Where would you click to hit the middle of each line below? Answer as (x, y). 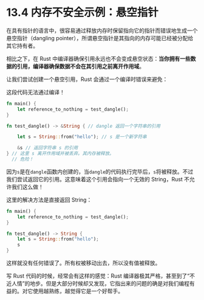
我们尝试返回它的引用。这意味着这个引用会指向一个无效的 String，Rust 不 (98, 179)
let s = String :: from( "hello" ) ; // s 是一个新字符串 (82, 137)
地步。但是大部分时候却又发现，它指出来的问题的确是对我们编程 (110, 284)
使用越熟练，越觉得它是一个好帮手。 (78, 291)
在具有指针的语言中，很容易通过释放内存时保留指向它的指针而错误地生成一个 (102, 30)
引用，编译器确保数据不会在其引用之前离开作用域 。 (80, 66)
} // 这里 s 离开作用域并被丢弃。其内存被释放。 (60, 154)
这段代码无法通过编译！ (36, 92)
